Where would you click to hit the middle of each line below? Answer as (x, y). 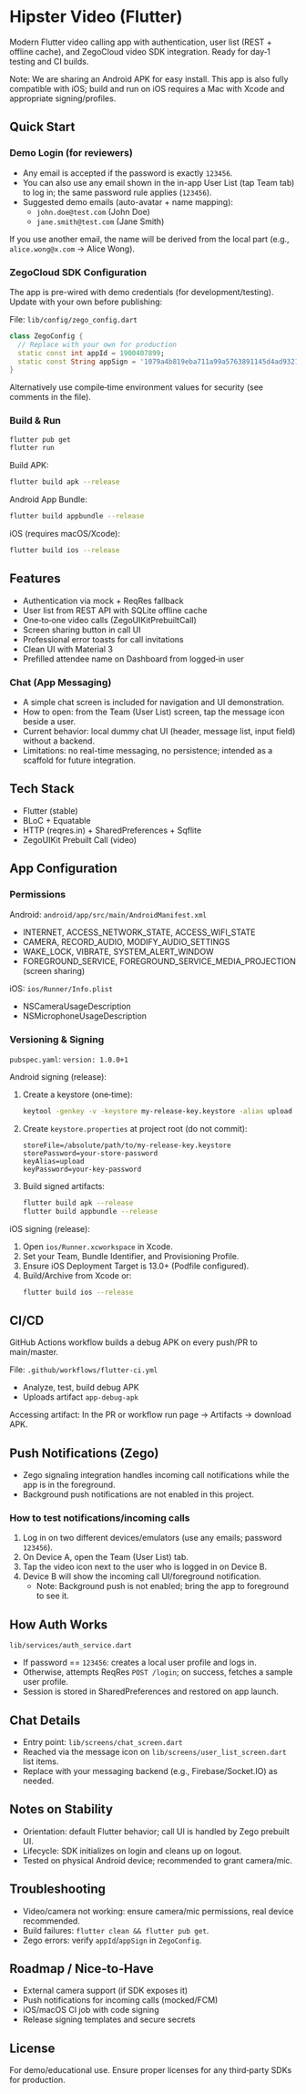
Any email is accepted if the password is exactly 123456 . (127, 173)
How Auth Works (59, 1624)
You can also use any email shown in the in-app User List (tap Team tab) (158, 182)
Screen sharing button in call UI (82, 630)
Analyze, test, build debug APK (81, 1388)
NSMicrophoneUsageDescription (85, 1016)
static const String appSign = (77, 362)
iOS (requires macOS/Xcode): (65, 534)
